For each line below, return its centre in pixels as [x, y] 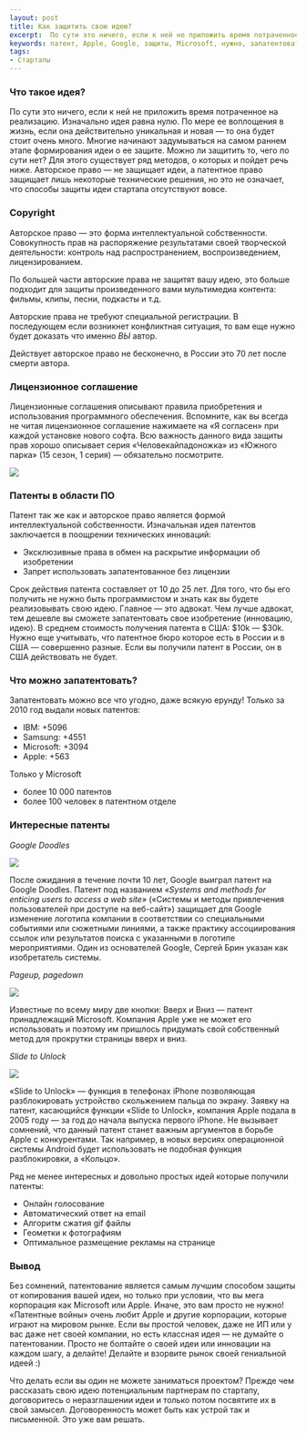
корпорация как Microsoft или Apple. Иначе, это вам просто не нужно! [147, 1305]
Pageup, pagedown [46, 974]
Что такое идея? [48, 92]
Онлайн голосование [63, 1204]
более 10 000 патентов [67, 792]
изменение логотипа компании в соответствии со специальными [137, 918]
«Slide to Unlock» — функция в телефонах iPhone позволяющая [133, 1091]
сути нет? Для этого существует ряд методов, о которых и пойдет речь [149, 160]
